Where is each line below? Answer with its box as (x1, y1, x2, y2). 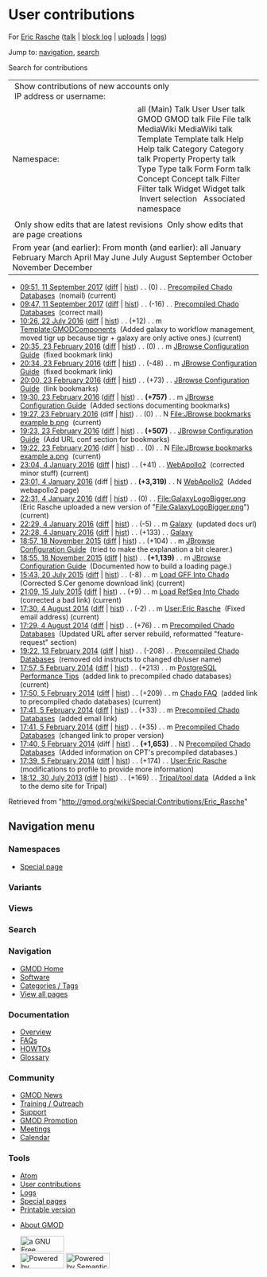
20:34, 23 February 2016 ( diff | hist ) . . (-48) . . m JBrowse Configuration (19, 358, 257, 368)
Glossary (19, 1052, 50, 1062)
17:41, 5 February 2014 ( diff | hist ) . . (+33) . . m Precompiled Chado (19, 705, 240, 714)
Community (8, 1072, 55, 1084)
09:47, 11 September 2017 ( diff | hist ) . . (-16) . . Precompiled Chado (19, 299, 240, 308)
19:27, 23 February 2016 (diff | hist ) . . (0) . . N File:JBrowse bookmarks (19, 408, 252, 419)
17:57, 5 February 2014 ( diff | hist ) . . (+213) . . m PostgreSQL (19, 662, 217, 672)
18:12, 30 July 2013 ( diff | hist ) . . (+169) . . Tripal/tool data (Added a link (19, 772, 256, 782)
